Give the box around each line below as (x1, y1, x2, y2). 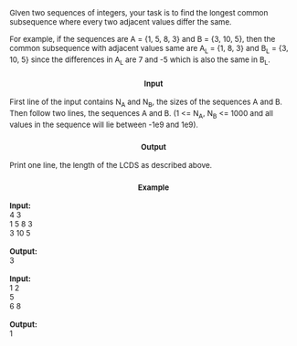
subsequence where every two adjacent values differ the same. (9, 17, 232, 26)
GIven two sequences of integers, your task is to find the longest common (9, 8, 269, 17)
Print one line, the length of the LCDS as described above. (9, 160, 213, 170)
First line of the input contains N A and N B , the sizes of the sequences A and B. (9, 97, 283, 110)
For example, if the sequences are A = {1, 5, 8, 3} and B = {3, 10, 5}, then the (9, 34, 276, 44)
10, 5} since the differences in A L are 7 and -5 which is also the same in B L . (9, 54, 271, 67)
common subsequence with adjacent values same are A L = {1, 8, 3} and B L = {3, (9, 43, 290, 56)
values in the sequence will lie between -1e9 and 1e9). (9, 119, 198, 130)
